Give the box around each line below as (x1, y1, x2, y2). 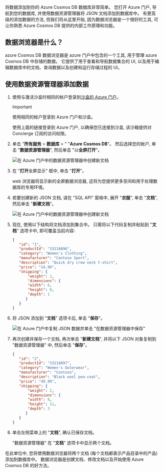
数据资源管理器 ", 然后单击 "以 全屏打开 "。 (20, 147, 102, 153)
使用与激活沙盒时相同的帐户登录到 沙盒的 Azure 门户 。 (12, 94, 121, 100)
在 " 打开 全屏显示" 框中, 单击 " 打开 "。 (12, 168, 87, 174)
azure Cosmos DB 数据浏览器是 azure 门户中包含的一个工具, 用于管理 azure (5, 52, 158, 58)
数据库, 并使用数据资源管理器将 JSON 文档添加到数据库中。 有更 (22, 10, 152, 16)
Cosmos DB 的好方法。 (5, 462, 52, 468)
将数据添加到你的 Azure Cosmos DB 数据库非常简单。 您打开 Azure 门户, (5, 4, 151, 10)
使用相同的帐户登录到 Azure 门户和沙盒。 (12, 114, 95, 120)
